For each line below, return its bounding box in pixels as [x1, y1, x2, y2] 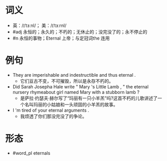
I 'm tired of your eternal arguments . [12, 107, 90, 113]
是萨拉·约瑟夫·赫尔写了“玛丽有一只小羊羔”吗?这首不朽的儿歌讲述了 [20, 95, 158, 101]
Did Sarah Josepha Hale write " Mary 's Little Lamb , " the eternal [12, 83, 149, 89]
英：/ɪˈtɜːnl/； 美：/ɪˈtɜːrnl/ [12, 22, 67, 28]
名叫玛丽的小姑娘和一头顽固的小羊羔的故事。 [24, 101, 118, 107]
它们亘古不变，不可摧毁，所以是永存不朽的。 [20, 78, 114, 84]
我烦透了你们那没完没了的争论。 [20, 113, 87, 119]
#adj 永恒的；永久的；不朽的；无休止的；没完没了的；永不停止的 [12, 28, 148, 35]
